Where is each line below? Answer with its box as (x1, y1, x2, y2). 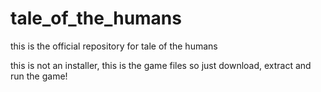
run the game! (10, 70, 68, 82)
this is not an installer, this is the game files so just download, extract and (10, 59, 312, 71)
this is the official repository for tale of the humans (10, 40, 218, 52)
